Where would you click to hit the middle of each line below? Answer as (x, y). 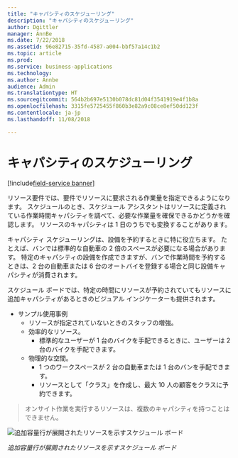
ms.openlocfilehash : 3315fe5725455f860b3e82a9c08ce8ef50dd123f (103, 106)
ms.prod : (20, 60)
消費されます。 (60, 274)
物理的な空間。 (50, 358)
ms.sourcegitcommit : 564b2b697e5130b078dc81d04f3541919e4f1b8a (103, 100)
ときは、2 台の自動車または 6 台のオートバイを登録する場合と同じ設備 (110, 266)
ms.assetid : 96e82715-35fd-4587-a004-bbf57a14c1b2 (84, 47)
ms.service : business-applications (60, 67)
